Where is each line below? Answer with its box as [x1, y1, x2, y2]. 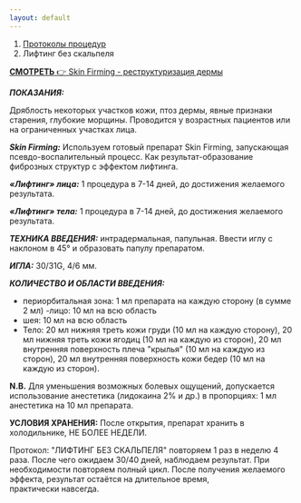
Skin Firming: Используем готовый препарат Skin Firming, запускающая [9, 142, 289, 153]
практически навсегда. [9, 483, 100, 494]
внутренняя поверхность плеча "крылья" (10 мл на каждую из [22, 343, 266, 354]
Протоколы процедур [22, 38, 107, 49]
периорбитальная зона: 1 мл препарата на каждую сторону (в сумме [22, 295, 292, 306]
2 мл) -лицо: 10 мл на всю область [22, 305, 157, 316]
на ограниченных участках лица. [9, 123, 138, 134]
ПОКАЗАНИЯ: [9, 87, 65, 98]
